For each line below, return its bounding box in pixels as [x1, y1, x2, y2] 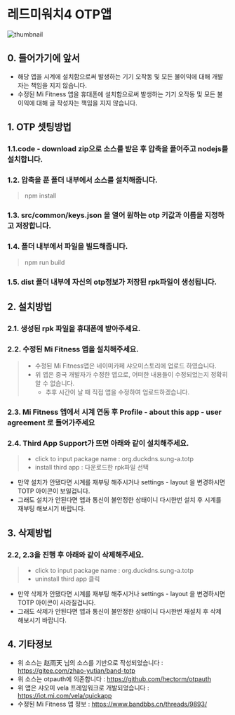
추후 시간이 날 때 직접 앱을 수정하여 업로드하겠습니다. [45, 388, 190, 397]
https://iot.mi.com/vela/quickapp [17, 691, 112, 700]
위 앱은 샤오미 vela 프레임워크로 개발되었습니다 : [17, 683, 149, 692]
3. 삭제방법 [7, 527, 53, 539]
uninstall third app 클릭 [34, 574, 100, 584]
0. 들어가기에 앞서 [7, 52, 81, 64]
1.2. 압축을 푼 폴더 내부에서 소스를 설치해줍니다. [7, 175, 158, 185]
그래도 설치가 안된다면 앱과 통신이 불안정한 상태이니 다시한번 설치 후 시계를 [17, 496, 222, 504]
